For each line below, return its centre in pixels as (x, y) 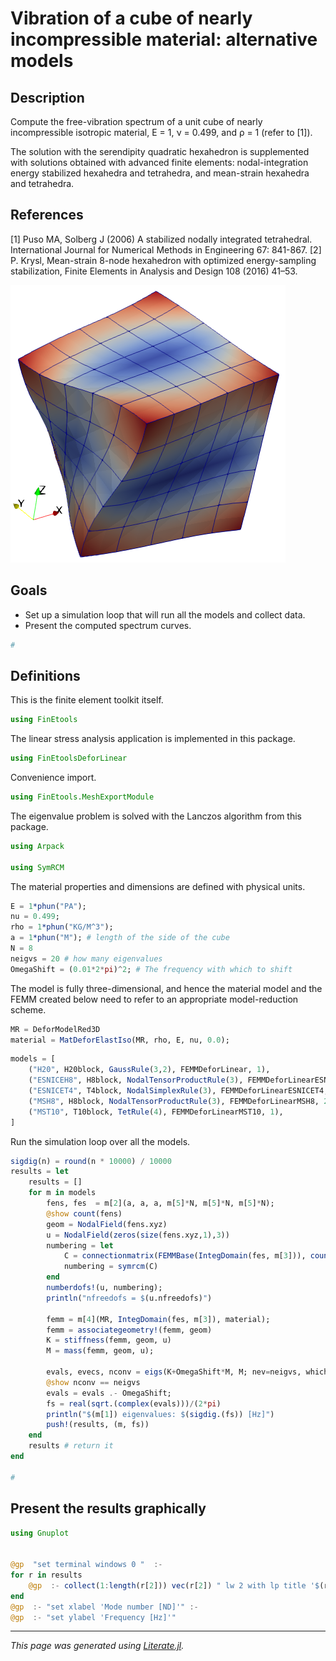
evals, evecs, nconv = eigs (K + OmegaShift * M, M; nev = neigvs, (174, 1372)
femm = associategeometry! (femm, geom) (129, 1330)
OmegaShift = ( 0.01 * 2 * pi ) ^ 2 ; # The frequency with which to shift (151, 969)
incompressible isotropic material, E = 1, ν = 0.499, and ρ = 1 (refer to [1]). (161, 132)
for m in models (62, 1193)
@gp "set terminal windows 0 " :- (86, 1565)
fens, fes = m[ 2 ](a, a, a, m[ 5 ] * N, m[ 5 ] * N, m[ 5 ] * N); (160, 1203)
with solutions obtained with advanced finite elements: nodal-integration (159, 162)
